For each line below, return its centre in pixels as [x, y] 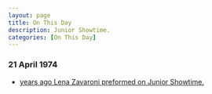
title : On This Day [40, 23]
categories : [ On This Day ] [52, 37]
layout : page [29, 15]
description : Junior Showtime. [59, 30]
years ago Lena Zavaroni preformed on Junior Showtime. [112, 81]
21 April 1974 [33, 65]
